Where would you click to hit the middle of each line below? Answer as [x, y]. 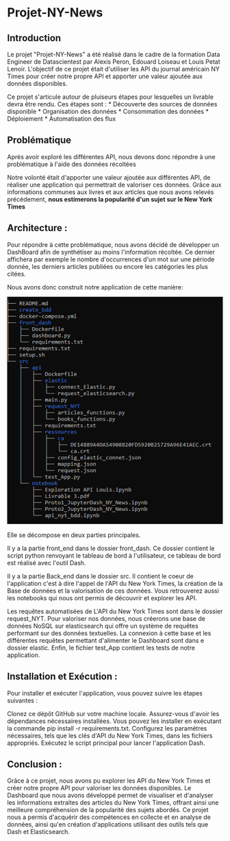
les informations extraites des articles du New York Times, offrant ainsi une [113, 803]
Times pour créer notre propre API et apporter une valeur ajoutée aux [105, 76]
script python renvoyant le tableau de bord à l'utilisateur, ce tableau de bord [114, 555]
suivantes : [22, 700]
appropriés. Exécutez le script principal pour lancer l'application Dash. [106, 743]
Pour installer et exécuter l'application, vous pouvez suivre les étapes [105, 693]
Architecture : [37, 228]
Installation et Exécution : [62, 677]
